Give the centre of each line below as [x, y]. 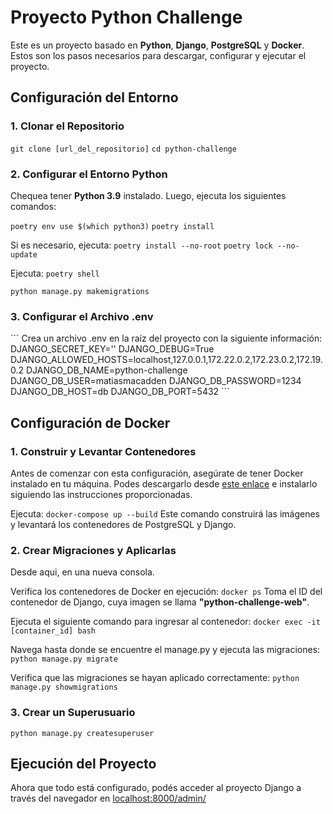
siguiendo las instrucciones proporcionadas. [101, 494]
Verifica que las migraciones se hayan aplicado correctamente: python [155, 678]
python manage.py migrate [64, 659]
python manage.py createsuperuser [82, 733]
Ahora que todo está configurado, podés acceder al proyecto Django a [156, 788]
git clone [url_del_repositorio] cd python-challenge [123, 149]
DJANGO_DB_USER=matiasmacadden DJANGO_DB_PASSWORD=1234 [156, 381]
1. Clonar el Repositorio [67, 126]
